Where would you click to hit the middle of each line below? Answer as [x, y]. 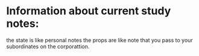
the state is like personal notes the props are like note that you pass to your [99, 40]
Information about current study [89, 11]
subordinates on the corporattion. [48, 46]
